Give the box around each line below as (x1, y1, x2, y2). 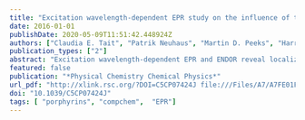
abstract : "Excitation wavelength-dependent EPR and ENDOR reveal (9, 55, 266, 64)
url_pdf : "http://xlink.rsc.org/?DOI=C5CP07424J (9, 80, 197, 89)
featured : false (9, 64, 71, 73)
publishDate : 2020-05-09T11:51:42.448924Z (9, 30, 172, 39)
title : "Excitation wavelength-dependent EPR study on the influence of (9, 13, 290, 23)
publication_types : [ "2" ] (9, 47, 107, 56)
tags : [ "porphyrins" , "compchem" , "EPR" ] (9, 97, 177, 106)
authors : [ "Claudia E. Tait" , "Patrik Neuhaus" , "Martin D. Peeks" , (9, 38, 274, 48)
